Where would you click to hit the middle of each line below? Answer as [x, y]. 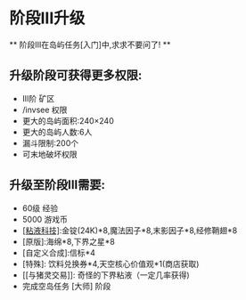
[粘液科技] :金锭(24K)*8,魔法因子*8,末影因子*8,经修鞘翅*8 [130, 230]
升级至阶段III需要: [57, 185]
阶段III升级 [47, 18]
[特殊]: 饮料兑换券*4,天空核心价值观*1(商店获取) [111, 264]
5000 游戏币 [45, 219]
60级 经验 [40, 208]
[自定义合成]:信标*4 [59, 252]
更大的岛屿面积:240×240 [68, 120]
